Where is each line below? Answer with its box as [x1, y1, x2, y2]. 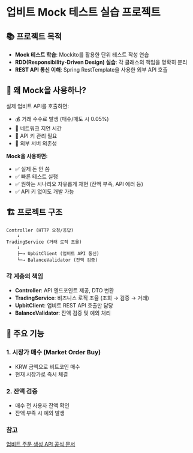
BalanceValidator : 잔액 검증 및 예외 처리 [14, 309, 111, 316]
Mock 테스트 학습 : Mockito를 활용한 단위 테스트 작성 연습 [14, 51, 149, 58]
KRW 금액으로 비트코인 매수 [14, 363, 80, 370]
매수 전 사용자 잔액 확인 [14, 401, 70, 409]
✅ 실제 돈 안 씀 [14, 165, 50, 172]
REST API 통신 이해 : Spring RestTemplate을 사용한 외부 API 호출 [14, 66, 168, 73]
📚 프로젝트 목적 [6, 31, 62, 42]
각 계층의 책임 [6, 272, 44, 280]
